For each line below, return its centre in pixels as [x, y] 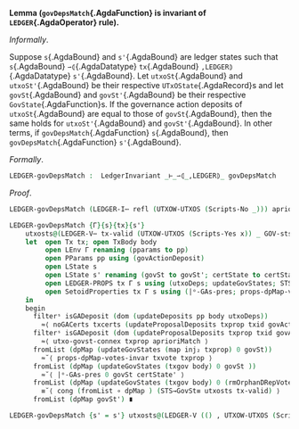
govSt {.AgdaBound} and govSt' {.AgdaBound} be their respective [128, 95]
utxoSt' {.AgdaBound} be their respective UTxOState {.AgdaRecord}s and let [146, 85]
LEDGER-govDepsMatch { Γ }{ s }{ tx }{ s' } [77, 225]
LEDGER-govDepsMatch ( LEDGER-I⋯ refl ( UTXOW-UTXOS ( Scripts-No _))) [139, 209]
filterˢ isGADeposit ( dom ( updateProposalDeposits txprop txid [153, 334]
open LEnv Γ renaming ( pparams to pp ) [117, 250]
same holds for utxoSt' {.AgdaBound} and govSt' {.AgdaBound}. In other [141, 123]
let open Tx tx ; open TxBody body [91, 242]
